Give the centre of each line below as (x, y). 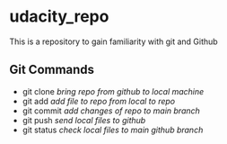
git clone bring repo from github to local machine (113, 91)
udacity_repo (59, 17)
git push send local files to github (84, 120)
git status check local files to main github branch (113, 130)
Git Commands (52, 70)
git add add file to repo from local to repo (99, 101)
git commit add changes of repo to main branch (111, 111)
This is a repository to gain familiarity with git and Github (113, 41)
